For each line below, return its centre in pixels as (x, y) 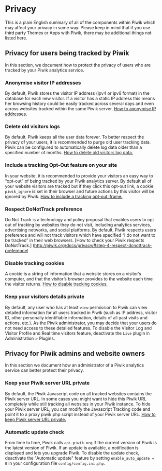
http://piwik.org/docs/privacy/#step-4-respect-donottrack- (93, 245)
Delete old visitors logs (33, 126)
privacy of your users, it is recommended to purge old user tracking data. (78, 142)
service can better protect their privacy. (44, 370)
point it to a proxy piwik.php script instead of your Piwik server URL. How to (80, 414)
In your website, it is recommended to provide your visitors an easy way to (79, 175)
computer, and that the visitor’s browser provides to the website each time (79, 279)
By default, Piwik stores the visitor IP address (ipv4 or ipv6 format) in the (77, 93)
